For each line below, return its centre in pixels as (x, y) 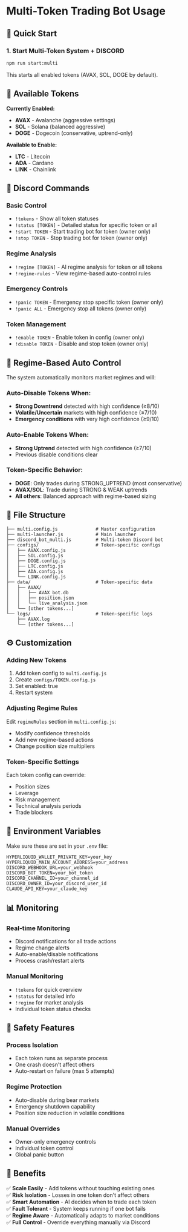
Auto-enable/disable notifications (57, 954)
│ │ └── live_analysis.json (47, 603)
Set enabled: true (37, 686)
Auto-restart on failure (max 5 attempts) (65, 1071)
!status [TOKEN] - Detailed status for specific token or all (86, 225)
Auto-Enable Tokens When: (48, 435)
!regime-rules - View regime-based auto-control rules (83, 273)
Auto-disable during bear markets (57, 1100)
